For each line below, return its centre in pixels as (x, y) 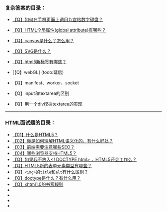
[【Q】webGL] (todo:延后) (38, 72)
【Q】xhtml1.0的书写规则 (38, 184)
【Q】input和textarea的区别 (41, 93)
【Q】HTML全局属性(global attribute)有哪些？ (59, 30)
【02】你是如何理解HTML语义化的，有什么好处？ (63, 141)
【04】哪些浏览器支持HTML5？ (44, 153)
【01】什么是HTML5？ (35, 135)
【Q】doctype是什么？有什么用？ (46, 178)
